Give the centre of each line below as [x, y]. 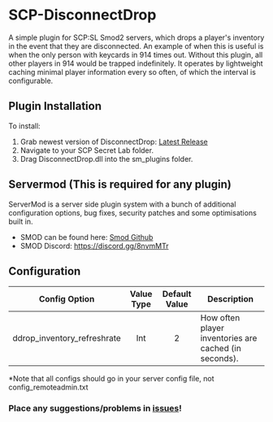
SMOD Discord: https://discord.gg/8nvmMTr [94, 246]
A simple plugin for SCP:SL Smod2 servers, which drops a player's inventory [136, 37]
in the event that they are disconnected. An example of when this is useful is [136, 46]
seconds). [219, 359]
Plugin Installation [55, 106]
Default [177, 294]
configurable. [31, 80]
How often [220, 318]
